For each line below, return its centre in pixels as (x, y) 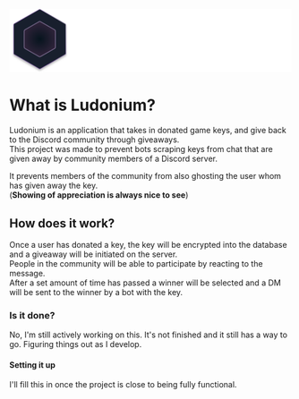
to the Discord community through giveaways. (94, 140)
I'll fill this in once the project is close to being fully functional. (123, 385)
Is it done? (32, 315)
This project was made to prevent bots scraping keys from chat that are (141, 149)
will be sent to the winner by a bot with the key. (96, 292)
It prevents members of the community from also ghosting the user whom (145, 176)
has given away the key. (54, 186)
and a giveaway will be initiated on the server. (94, 254)
